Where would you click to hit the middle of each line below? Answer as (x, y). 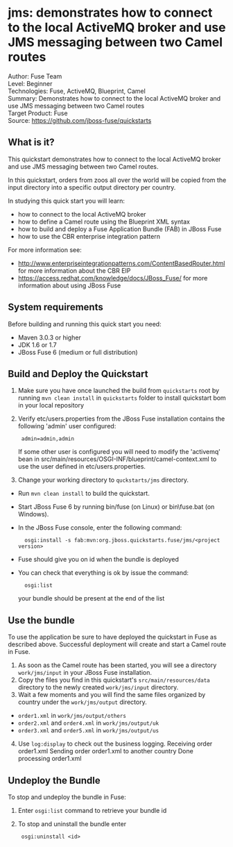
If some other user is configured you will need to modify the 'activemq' (119, 452)
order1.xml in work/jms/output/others (72, 716)
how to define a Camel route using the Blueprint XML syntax (104, 221)
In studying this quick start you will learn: (67, 201)
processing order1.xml (50, 759)
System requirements (55, 307)
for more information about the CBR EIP (74, 270)
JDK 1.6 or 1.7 (37, 344)
